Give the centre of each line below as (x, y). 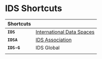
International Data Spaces (65, 32)
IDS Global (48, 47)
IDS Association (54, 40)
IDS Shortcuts (34, 8)
